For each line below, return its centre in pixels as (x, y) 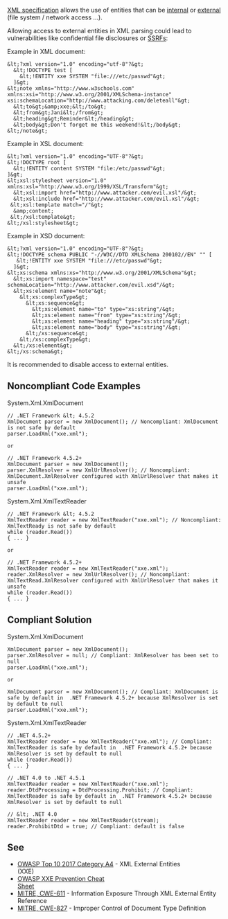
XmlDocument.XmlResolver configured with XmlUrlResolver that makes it (113, 476)
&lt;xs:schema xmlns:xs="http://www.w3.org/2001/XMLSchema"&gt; (102, 273)
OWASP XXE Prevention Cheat (61, 879)
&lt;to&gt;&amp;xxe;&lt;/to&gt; (60, 107)
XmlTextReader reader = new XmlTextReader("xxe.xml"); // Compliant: (110, 741)
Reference (32, 901)
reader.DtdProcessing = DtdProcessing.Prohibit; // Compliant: (100, 790)
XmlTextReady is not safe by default (62, 526)
